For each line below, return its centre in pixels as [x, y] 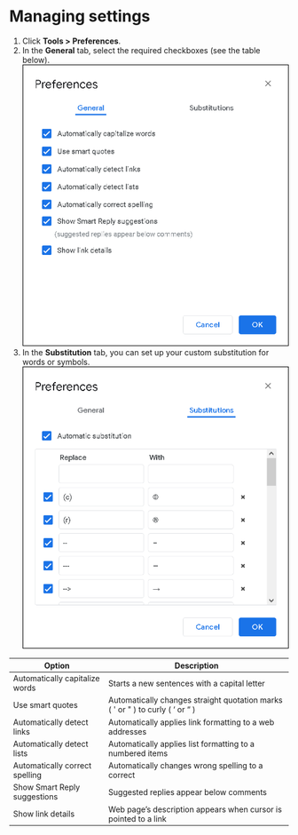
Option [57, 665]
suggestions [35, 797]
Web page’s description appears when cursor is [195, 809]
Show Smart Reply [47, 787]
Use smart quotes [45, 704]
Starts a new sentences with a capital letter [187, 683]
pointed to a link [137, 818]
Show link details [44, 814]
